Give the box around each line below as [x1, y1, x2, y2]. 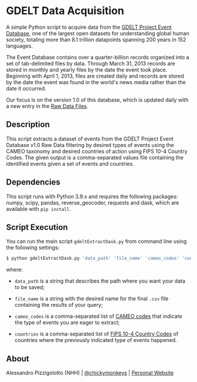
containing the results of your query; [14, 301, 103, 309]
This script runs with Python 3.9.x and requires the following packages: [6, 193, 178, 200]
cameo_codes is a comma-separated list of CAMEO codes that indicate [14, 313, 183, 320]
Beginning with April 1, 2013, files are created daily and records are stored [6, 72, 185, 79]
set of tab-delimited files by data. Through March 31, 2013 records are [6, 60, 176, 67]
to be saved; [14, 284, 45, 291]
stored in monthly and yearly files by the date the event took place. [6, 66, 168, 73]
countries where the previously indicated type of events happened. [14, 337, 177, 344]
